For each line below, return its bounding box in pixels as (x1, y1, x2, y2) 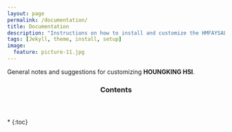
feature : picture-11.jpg (13, 49, 85, 56)
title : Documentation (7, 23, 70, 30)
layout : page (7, 10, 45, 17)
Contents (99, 84, 133, 94)
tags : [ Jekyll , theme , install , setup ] (7, 36, 122, 43)
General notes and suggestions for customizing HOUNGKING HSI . (7, 67, 195, 76)
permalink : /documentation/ (7, 17, 88, 23)
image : (7, 42, 26, 49)
